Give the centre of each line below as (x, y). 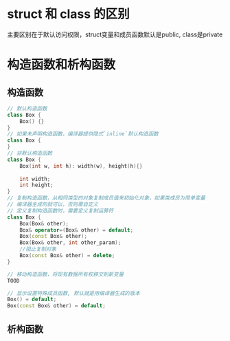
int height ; (36, 185)
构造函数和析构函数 (61, 65)
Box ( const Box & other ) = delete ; (67, 256)
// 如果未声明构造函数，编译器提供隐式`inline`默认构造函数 (83, 134)
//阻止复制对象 (38, 249)
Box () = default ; (32, 300)
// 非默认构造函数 (30, 153)
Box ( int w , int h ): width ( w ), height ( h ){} (81, 166)
